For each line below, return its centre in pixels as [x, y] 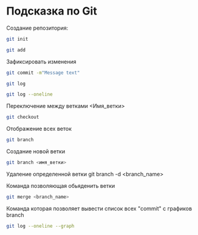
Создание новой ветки [36, 151]
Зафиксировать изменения [42, 61]
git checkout [23, 117]
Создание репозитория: [37, 28]
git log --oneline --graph [40, 226]
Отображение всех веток [39, 129]
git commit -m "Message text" [43, 73]
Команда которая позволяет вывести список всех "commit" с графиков [99, 208]
